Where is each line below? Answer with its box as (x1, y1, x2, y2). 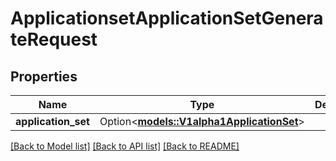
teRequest (10, 28, 98, 51)
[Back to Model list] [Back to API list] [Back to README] (10, 140, 240, 152)
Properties (10, 68, 78, 85)
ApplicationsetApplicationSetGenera (10, 7, 324, 30)
